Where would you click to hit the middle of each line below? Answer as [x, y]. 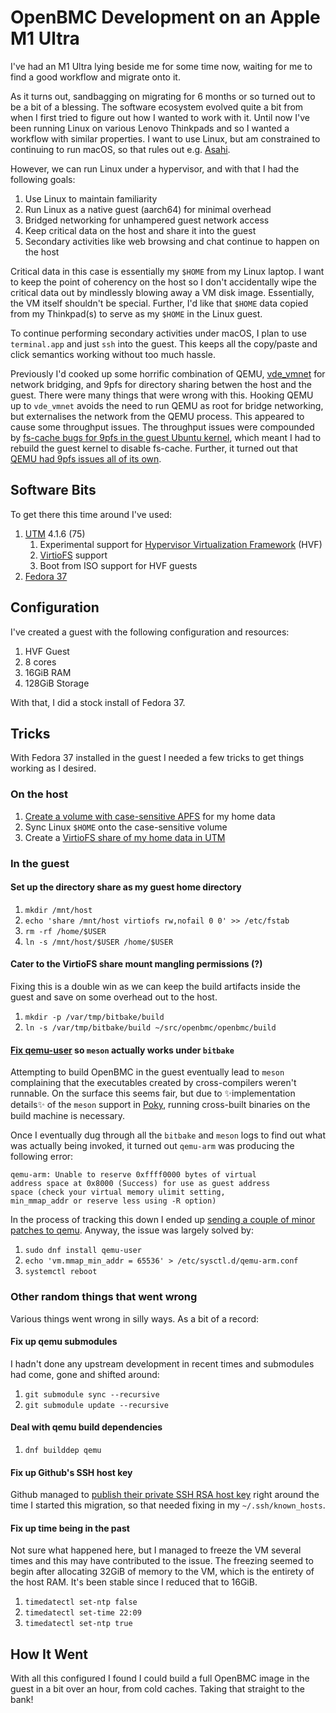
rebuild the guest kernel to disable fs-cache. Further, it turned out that [154, 448]
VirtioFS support [73, 555]
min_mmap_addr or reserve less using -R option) [113, 1201]
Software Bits [53, 490]
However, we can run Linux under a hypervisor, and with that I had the [155, 168]
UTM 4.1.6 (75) [55, 533]
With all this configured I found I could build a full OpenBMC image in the [160, 1678]
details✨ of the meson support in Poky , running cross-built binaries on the [160, 1105]
